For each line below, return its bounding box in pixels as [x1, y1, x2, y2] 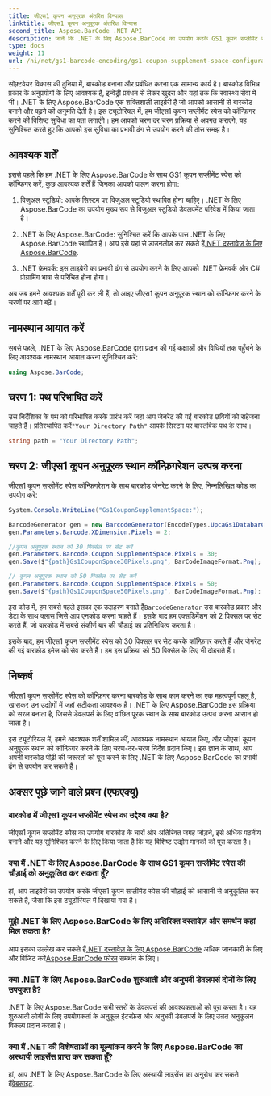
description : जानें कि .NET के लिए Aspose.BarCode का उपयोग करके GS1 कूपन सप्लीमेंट [8, 34, 258, 43]
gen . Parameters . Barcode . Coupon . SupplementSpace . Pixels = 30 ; [8, 550, 219, 558]
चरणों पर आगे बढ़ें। [8, 297, 57, 307]
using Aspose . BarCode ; [8, 368, 85, 376]
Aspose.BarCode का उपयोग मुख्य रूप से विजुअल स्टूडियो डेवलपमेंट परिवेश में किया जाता [19, 204, 256, 214]
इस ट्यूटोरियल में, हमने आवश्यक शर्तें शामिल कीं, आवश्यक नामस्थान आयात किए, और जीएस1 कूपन [8, 734, 256, 744]
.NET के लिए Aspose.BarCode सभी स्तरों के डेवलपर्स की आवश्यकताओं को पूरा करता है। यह [8, 1002, 257, 1012]
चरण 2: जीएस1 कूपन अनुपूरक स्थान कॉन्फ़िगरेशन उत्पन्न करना [8, 460, 242, 473]
